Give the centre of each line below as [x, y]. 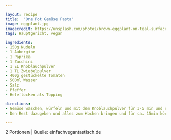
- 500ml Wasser [21, 80]
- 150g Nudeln [20, 47]
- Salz [12, 85]
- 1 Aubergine [20, 52]
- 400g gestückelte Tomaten [35, 76]
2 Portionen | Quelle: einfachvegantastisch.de [53, 132]
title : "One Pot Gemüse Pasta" [39, 19]
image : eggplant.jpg [27, 24]
